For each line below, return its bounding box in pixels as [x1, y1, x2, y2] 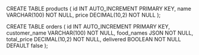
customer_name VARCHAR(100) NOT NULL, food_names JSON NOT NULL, [6, 29, 194, 36]
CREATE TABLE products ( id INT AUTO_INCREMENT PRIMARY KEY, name [6, 5, 192, 12]
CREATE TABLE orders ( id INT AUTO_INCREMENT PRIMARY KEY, [6, 23, 171, 30]
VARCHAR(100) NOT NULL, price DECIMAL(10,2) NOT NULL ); [6, 11, 161, 19]
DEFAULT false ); [6, 42, 48, 49]
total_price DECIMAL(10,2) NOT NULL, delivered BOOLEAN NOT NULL [6, 36, 181, 42]
